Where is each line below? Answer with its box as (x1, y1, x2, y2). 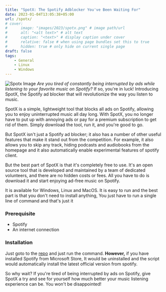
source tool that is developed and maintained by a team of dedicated (5, 167, 146, 173)
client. (5, 152, 18, 158)
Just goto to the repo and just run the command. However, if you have (5, 250, 149, 256)
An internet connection (12, 227, 59, 233)
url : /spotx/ (5, 16, 32, 21)
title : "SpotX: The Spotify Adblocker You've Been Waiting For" (5, 7, 141, 12)
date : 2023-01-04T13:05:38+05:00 (5, 12, 74, 17)
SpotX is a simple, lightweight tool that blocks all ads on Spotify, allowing (5, 106, 154, 112)
